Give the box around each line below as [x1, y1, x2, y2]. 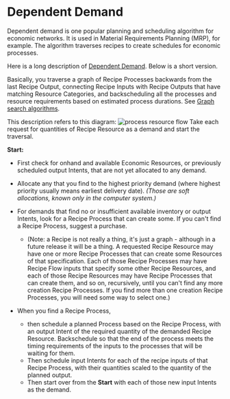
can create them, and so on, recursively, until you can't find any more [27, 278, 223, 287]
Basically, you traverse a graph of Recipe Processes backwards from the [7, 75, 212, 83]
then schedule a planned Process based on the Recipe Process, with [27, 319, 221, 328]
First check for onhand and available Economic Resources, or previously [16, 158, 221, 167]
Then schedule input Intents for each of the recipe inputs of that [27, 356, 208, 364]
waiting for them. [27, 349, 75, 357]
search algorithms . [7, 104, 60, 112]
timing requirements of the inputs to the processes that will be [27, 341, 203, 350]
